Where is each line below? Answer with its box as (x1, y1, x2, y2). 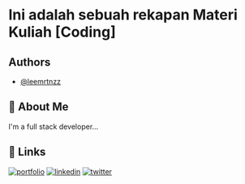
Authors (8, 55, 51, 69)
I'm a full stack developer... (8, 122, 99, 131)
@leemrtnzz (19, 77, 62, 86)
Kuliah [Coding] (8, 23, 116, 41)
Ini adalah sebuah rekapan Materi (8, 6, 238, 24)
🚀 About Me (8, 100, 69, 114)
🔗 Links (8, 145, 46, 159)
